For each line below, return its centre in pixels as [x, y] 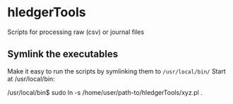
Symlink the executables [63, 54]
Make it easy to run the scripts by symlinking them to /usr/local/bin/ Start [116, 71]
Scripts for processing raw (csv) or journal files [76, 32]
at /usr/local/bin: [31, 79]
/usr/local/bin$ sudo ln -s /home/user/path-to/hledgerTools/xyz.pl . [105, 92]
